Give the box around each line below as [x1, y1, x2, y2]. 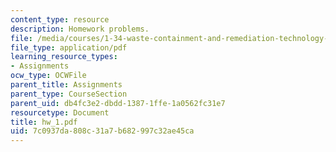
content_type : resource [10, 14, 110, 25]
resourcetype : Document [10, 107, 110, 118]
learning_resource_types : [10, 52, 118, 62]
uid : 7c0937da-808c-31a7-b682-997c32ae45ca [10, 126, 195, 136]
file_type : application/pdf [10, 42, 128, 53]
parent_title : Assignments [10, 80, 123, 90]
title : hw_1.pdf [10, 117, 78, 127]
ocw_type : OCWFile [10, 71, 87, 81]
